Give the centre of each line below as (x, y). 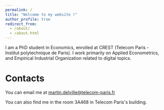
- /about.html (24, 33)
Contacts (25, 79)
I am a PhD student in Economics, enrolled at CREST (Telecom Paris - (77, 47)
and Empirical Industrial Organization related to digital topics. (68, 58)
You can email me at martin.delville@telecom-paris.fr (60, 92)
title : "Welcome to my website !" (42, 15)
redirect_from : (21, 24)
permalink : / (19, 10)
